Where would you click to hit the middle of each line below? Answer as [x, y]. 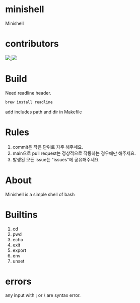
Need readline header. [28, 93]
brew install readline [29, 102]
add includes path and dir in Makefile [44, 112]
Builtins [21, 215]
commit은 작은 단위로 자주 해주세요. [48, 147]
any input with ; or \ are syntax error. [43, 295]
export [19, 250]
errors [18, 281]
